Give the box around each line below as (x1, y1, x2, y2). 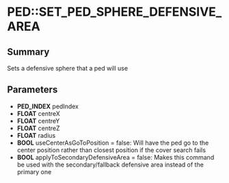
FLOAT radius (16, 131, 56, 139)
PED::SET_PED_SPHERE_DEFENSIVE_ (7, 4, 222, 20)
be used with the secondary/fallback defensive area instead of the (16, 160, 204, 169)
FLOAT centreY (16, 117, 60, 125)
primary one (16, 167, 52, 175)
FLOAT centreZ (16, 124, 60, 132)
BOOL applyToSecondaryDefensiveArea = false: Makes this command (16, 153, 215, 161)
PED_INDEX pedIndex (16, 102, 79, 110)
